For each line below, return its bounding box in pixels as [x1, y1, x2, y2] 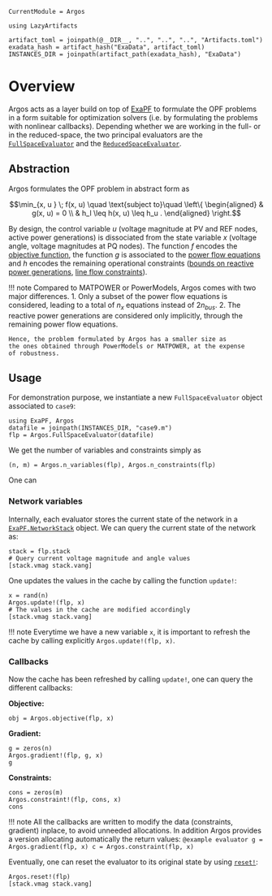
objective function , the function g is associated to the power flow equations [8, 249, 261, 259]
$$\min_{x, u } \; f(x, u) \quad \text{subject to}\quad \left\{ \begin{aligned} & [9, 199, 264, 209]
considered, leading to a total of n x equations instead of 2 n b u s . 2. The [8, 300, 241, 312]
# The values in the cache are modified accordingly [8, 605, 191, 613]
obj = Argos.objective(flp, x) [8, 714, 114, 722]
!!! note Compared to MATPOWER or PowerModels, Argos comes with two [8, 283, 257, 292]
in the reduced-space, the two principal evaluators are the [8, 130, 203, 140]
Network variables [8, 496, 83, 507]
